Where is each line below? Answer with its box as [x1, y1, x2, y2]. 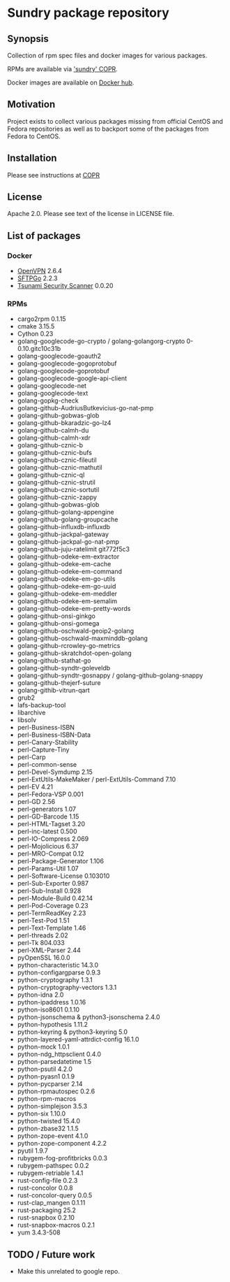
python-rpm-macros [17, 1095, 77, 1103]
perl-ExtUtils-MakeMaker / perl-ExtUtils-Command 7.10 [17, 775, 176, 784]
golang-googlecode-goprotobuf [17, 367, 110, 375]
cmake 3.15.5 [17, 322, 55, 331]
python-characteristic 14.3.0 [17, 961, 99, 970]
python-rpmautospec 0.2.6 [17, 1087, 95, 1095]
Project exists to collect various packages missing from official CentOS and [7, 117, 223, 125]
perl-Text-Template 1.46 [17, 924, 86, 932]
